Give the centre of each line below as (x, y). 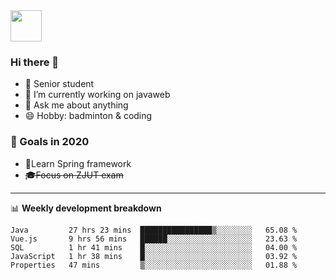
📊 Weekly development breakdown (86, 208)
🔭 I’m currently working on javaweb (97, 95)
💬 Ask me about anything (76, 105)
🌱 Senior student (59, 84)
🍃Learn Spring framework (78, 163)
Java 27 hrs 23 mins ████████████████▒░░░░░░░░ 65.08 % (154, 230)
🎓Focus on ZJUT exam (74, 175)
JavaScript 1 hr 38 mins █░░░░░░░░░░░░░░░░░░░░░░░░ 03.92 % (154, 256)
